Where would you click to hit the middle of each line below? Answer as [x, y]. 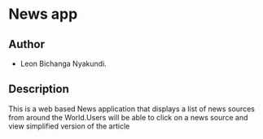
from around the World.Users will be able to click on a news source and [128, 117]
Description [39, 89]
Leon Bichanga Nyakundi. [64, 63]
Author [26, 44]
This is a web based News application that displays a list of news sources [131, 109]
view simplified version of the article [69, 126]
